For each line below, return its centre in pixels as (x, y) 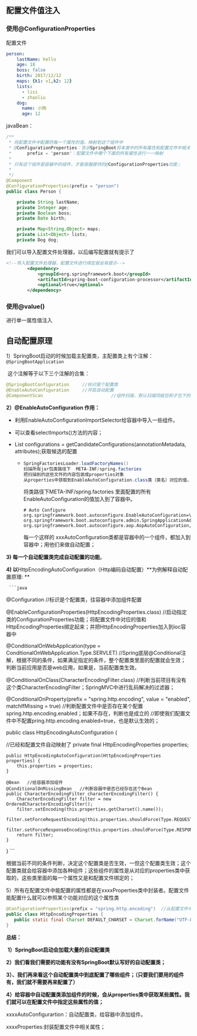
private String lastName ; (48, 202)
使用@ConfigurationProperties (51, 29)
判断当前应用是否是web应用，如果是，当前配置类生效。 (73, 668)
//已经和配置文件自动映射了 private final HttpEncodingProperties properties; (97, 745)
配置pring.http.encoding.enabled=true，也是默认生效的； (91, 721)
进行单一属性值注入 (29, 320)
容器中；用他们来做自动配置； (59, 544)
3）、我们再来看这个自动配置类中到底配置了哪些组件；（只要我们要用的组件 (95, 974)
